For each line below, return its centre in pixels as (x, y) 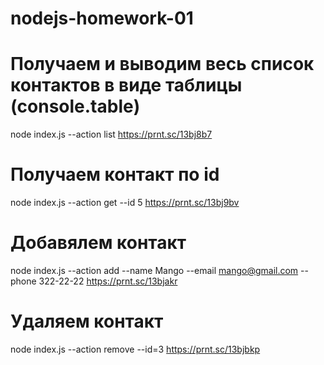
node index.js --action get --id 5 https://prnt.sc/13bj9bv (125, 203)
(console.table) (75, 106)
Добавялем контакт (98, 243)
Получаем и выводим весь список (162, 64)
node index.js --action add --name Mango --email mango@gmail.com (154, 270)
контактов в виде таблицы (126, 85)
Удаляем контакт (87, 321)
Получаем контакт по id (115, 174)
